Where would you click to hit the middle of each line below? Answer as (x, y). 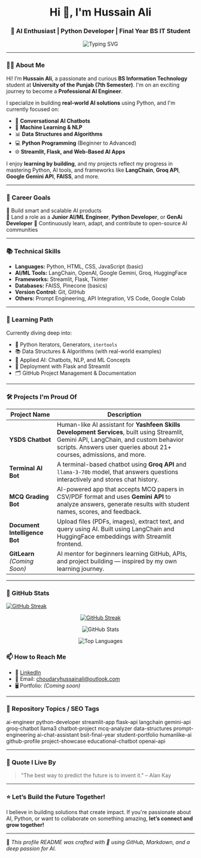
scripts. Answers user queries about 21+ (114, 447)
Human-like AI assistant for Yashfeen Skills (118, 424)
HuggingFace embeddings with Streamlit (114, 536)
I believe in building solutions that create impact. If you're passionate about (99, 812)
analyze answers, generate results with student (123, 504)
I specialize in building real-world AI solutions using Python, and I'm (91, 103)
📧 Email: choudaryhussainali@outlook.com (67, 678)
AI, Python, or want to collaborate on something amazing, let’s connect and (100, 818)
